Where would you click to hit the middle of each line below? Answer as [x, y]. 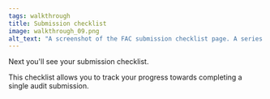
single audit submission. [49, 86]
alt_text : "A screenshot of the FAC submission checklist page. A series [136, 39]
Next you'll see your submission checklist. [79, 62]
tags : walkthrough [39, 16]
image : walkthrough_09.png [54, 31]
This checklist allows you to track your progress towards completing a [125, 77]
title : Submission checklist [58, 24]
